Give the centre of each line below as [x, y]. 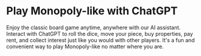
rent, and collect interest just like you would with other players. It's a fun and [100, 40]
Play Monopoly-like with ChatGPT [92, 11]
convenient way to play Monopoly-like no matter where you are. [85, 46]
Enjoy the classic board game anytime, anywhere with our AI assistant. [94, 27]
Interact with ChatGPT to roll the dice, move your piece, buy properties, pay [100, 33]
